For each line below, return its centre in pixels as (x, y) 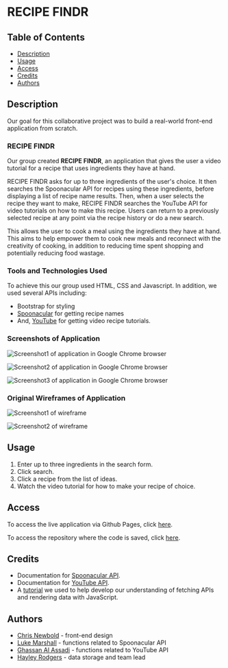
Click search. (36, 471)
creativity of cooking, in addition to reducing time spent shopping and (105, 246)
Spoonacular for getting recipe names (71, 313)
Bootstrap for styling (46, 307)
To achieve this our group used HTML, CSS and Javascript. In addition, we (112, 286)
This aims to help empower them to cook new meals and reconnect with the (114, 239)
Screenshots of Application (54, 339)
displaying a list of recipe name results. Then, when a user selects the (105, 196)
